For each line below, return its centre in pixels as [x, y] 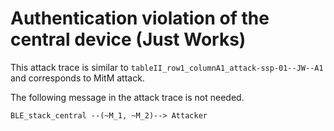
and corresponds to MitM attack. [77, 78]
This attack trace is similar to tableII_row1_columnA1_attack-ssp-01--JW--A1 [167, 67]
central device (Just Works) [128, 39]
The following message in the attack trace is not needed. [127, 97]
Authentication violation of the [140, 18]
